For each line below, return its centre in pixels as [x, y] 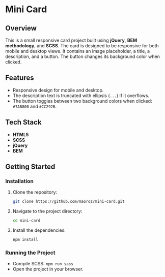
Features [20, 78]
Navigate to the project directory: [47, 211]
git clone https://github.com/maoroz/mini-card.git [68, 202]
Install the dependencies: [39, 230]
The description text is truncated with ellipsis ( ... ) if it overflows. [81, 96]
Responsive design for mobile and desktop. [58, 90]
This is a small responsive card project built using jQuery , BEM [71, 40]
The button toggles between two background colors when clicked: [82, 101]
